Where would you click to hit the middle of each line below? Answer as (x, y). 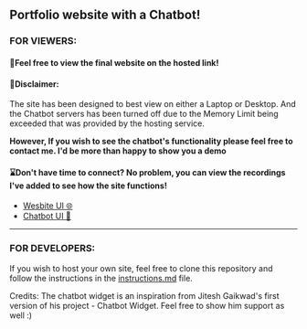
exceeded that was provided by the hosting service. (107, 123)
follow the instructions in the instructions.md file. (101, 278)
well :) (21, 315)
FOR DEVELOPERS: (53, 249)
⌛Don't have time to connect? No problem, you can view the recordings (148, 172)
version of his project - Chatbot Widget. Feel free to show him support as (147, 305)
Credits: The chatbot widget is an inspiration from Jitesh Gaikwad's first (145, 295)
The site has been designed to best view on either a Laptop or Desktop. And (153, 104)
